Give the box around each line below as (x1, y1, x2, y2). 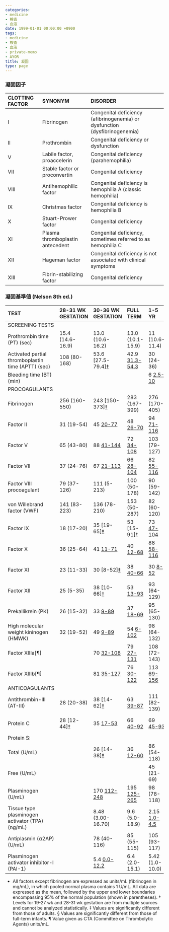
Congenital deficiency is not (90, 250, 157, 257)
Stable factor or (42, 165, 79, 172)
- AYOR (5, 54, 19, 59)
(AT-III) (8, 702, 25, 709)
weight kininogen (8, 628, 49, 635)
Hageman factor (42, 256, 81, 263)
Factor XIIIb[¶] (8, 670, 42, 677)
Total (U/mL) (8, 749, 38, 756)
